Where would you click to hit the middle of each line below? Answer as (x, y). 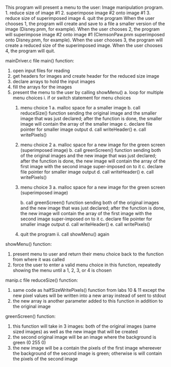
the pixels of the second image (45, 359)
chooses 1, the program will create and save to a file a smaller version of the (85, 24)
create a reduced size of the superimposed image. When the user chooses (84, 45)
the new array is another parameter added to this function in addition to (88, 301)
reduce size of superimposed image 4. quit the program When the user (80, 18)
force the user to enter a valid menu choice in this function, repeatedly (87, 265)
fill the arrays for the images (42, 87)
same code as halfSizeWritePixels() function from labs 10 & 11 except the (89, 290)
